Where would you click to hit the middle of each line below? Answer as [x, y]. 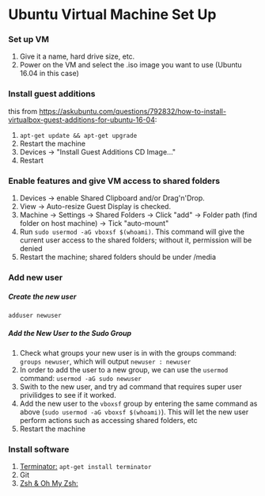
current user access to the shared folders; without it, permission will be [136, 240]
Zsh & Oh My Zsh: [49, 483]
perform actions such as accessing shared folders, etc [108, 420]
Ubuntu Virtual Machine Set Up [112, 15]
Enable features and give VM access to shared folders [114, 181]
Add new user [36, 277]
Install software [39, 449]
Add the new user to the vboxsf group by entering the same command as [138, 403]
